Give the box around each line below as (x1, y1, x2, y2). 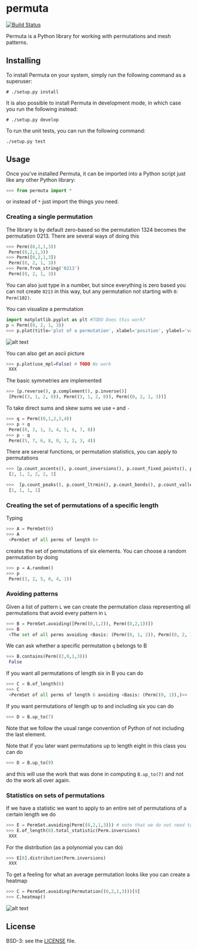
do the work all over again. (6, 776, 70, 783)
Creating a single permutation (6, 213, 93, 221)
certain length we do (6, 810, 56, 817)
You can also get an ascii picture (6, 350, 85, 357)
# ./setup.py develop (6, 117, 59, 123)
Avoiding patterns (6, 590, 59, 598)
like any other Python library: (6, 176, 76, 183)
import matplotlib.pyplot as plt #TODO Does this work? (6, 316, 145, 323)
